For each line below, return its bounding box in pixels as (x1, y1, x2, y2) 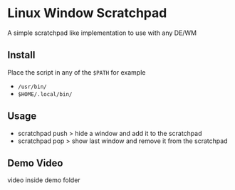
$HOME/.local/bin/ (17, 90, 73, 97)
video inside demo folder (7, 176, 80, 184)
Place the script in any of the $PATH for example (7, 68, 146, 76)
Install (7, 49, 36, 61)
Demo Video (7, 157, 63, 169)
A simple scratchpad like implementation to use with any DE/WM (7, 28, 197, 37)
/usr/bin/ (17, 83, 48, 90)
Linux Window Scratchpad (7, 5, 167, 21)
